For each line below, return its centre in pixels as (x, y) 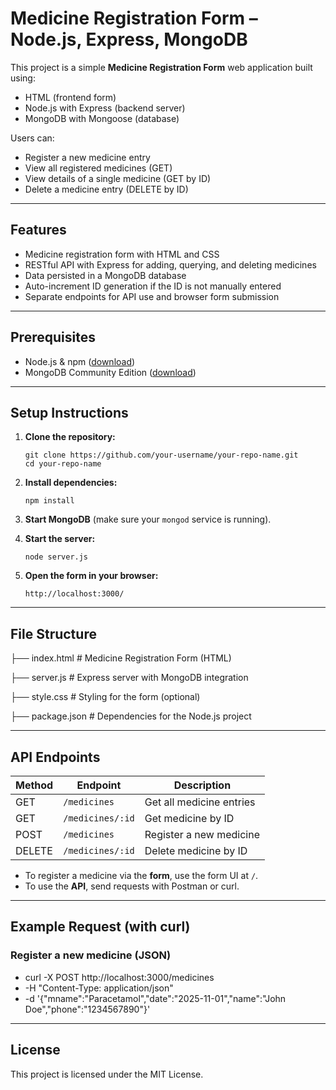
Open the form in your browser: (91, 576)
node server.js (56, 557)
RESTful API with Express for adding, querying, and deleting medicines (170, 264)
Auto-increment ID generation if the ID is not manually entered (153, 286)
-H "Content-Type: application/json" (99, 988)
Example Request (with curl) (100, 927)
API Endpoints (55, 757)
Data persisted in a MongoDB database (105, 275)
